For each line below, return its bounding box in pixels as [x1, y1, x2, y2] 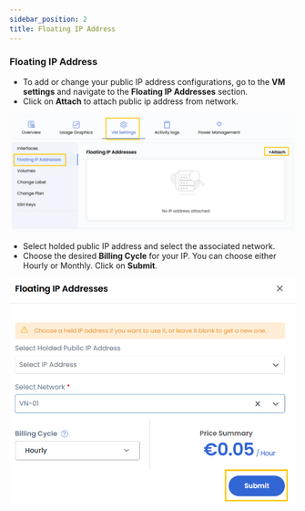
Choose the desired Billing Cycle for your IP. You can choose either [22, 250, 277, 261]
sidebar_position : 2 [9, 15, 88, 24]
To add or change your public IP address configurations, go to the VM [22, 76, 286, 87]
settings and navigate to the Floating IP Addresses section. [22, 86, 249, 97]
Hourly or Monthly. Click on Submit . [22, 260, 158, 271]
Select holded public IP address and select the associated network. [22, 240, 276, 251]
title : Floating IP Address [9, 24, 117, 34]
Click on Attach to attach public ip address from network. [22, 96, 239, 107]
